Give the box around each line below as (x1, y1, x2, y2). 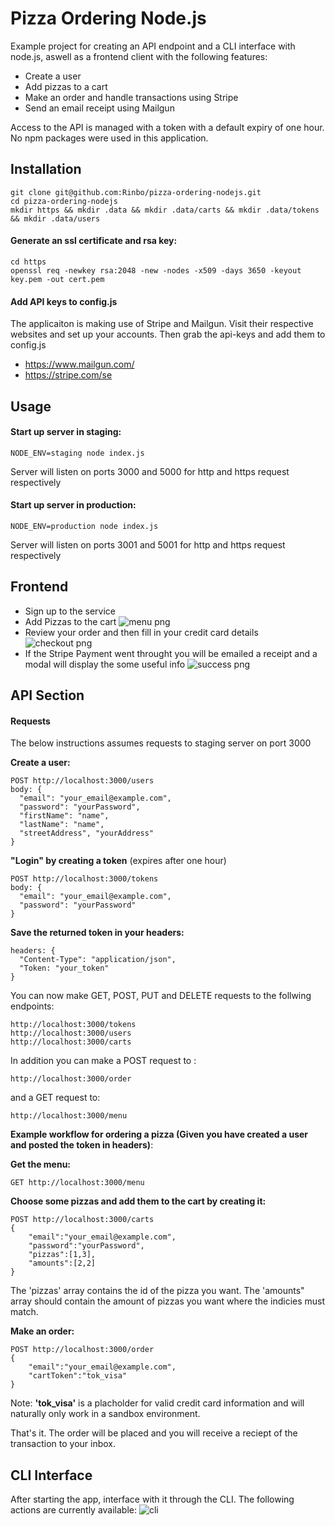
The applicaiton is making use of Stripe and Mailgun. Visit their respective (10, 318, 314, 330)
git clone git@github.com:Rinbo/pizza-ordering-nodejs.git (10, 187, 262, 197)
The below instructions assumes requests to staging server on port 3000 (10, 737, 312, 749)
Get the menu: (10, 1158, 72, 1171)
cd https (10, 257, 47, 267)
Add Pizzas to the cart (24, 615, 117, 627)
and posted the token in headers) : (10, 1139, 154, 1151)
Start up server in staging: (10, 426, 122, 438)
